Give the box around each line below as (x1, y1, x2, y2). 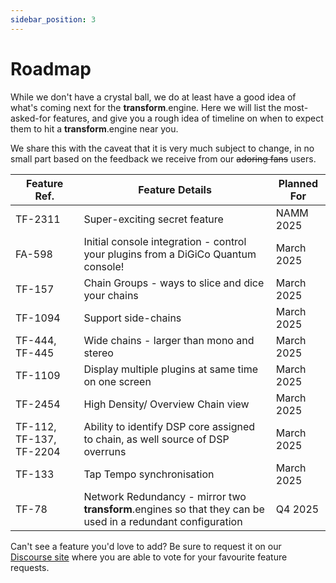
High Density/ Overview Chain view (83, 397, 250, 411)
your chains (83, 288, 139, 302)
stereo (83, 346, 114, 360)
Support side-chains (83, 311, 182, 325)
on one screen (83, 374, 152, 388)
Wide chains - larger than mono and (83, 333, 255, 347)
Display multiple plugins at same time (83, 362, 259, 376)
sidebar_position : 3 (10, 14, 97, 25)
